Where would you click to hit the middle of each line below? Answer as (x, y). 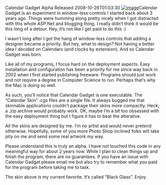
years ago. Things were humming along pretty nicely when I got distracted (82, 18)
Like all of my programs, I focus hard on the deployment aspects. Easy (78, 64)
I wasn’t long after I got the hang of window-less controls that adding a (78, 38)
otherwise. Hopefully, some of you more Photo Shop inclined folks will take (82, 131)
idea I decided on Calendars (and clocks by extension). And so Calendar (80, 49)
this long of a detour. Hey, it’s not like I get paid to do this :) (66, 29)
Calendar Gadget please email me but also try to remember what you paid (81, 162)
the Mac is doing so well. (31, 85)
